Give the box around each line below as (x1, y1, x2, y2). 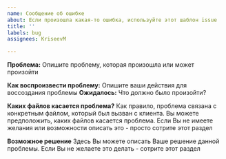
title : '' (7, 23, 36, 30)
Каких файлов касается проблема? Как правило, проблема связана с (7, 102, 217, 110)
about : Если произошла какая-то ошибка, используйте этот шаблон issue (7, 17, 217, 23)
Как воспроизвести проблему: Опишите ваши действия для (7, 81, 187, 89)
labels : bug (7, 29, 41, 36)
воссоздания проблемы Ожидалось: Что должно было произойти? (7, 89, 207, 97)
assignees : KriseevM (7, 36, 67, 43)
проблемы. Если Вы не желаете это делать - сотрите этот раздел (7, 145, 201, 153)
